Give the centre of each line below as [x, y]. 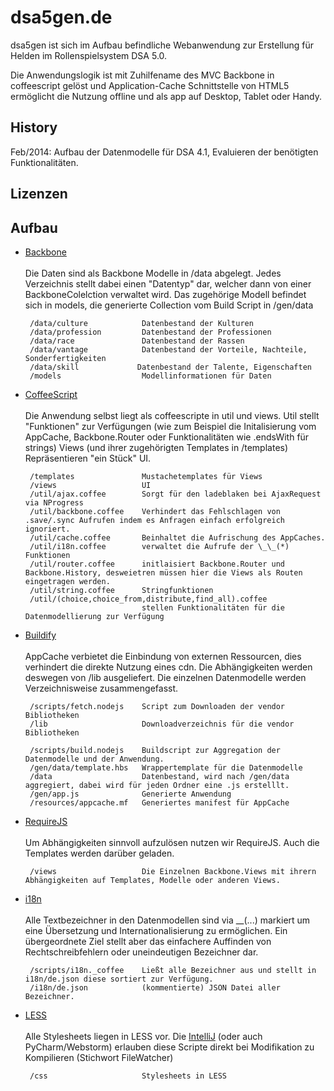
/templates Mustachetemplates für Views [146, 476]
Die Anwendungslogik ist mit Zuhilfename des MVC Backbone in [142, 75]
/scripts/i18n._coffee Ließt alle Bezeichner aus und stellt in [173, 970]
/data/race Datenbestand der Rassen [137, 341]
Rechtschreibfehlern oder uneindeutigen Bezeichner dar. [141, 952]
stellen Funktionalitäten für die [213, 607]
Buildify [40, 635]
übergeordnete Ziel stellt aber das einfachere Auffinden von [148, 941]
